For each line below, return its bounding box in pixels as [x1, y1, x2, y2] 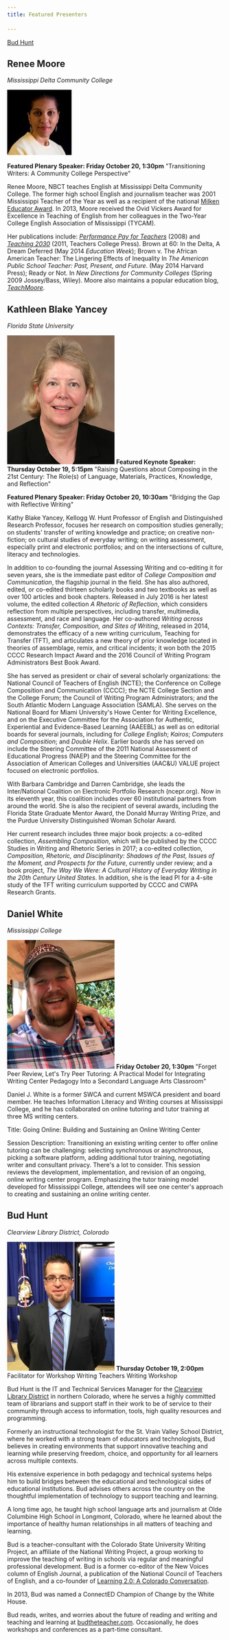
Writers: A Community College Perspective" [7, 169, 131, 178]
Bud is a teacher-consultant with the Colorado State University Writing [7, 1540, 206, 1549]
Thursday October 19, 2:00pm [115, 1364, 204, 1372]
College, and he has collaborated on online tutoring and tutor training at [7, 1105, 209, 1113]
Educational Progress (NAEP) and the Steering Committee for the [7, 752, 191, 761]
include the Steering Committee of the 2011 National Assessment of [7, 745, 198, 753]
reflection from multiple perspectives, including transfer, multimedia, [7, 607, 200, 616]
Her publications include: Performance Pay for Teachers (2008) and [7, 232, 200, 240]
